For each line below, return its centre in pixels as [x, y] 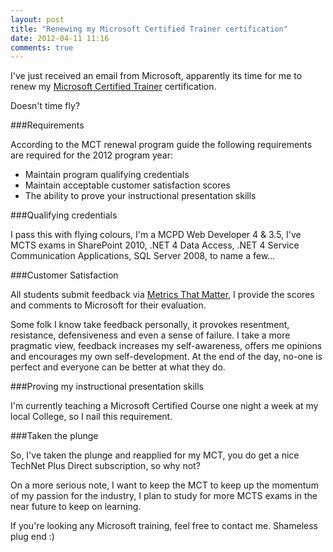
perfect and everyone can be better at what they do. [118, 367]
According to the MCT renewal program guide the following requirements [161, 145]
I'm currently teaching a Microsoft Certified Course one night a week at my [164, 406]
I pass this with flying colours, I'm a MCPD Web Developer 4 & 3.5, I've [156, 235]
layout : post [37, 19]
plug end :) [32, 537]
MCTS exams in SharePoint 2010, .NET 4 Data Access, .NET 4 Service [155, 245]
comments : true [42, 47]
